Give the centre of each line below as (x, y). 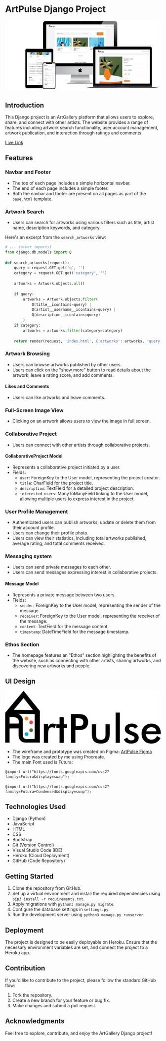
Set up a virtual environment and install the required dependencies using (86, 894)
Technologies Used (35, 807)
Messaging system (28, 556)
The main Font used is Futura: (42, 762)
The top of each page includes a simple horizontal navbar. (71, 183)
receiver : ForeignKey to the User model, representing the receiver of (90, 616)
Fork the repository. (32, 995)
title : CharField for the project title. (56, 483)
